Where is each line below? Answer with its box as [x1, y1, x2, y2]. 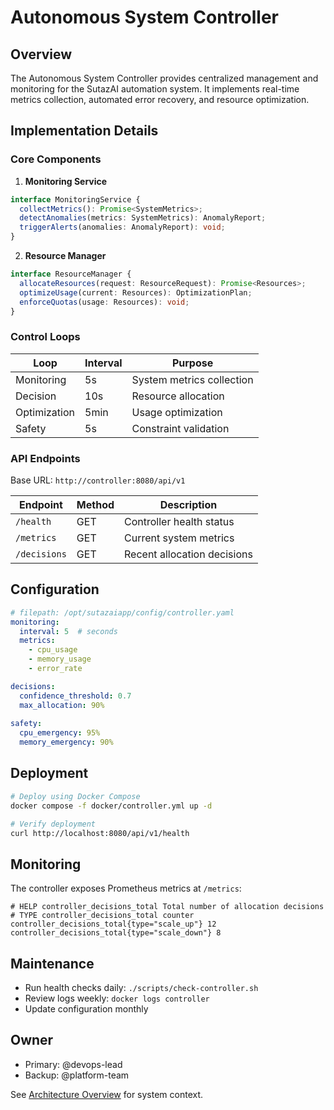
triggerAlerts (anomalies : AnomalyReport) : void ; [19, 222, 226, 233]
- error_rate [28, 664, 83, 674]
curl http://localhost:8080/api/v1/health [10, 828, 190, 838]
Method [76, 498, 115, 512]
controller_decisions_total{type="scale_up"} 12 [10, 919, 217, 930]
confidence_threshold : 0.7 [19, 691, 132, 701]
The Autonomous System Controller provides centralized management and [10, 72, 319, 84]
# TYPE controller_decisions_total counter [10, 911, 195, 921]
